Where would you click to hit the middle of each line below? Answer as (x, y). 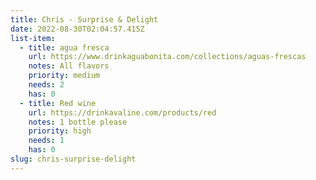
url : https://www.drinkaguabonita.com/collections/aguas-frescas (167, 57)
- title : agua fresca (64, 47)
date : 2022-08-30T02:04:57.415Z (77, 29)
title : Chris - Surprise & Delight (84, 19)
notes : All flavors (69, 66)
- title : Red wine (58, 103)
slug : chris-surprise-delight (73, 159)
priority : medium (64, 76)
